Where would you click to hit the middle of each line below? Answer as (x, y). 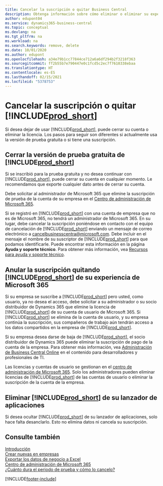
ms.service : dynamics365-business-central (49, 23)
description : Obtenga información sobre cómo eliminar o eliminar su (77, 14)
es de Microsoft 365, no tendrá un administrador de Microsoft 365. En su (78, 219)
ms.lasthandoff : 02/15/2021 (33, 77)
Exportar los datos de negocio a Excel (43, 459)
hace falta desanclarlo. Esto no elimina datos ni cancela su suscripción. (76, 422)
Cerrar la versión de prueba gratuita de (65, 155)
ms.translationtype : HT (29, 68)
